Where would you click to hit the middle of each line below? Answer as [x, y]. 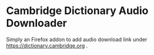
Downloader [37, 23]
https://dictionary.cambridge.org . [47, 46]
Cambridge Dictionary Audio [77, 11]
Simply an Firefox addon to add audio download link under [77, 39]
